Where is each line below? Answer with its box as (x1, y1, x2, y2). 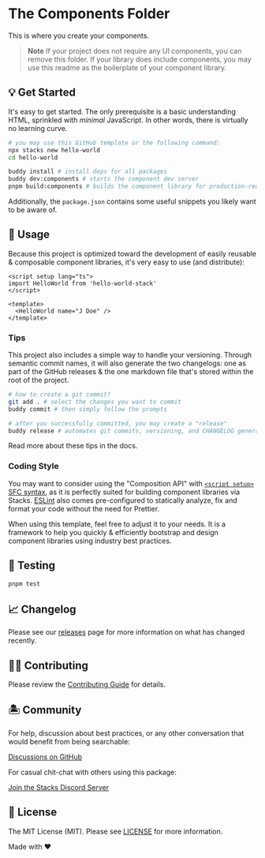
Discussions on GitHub (8, 751, 83, 762)
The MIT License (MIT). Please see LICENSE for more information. (8, 826, 223, 836)
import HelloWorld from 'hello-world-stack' (8, 279, 157, 287)
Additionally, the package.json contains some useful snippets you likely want (8, 197, 256, 206)
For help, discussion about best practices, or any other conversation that (8, 728, 244, 738)
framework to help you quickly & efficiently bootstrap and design (8, 527, 219, 537)
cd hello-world (8, 153, 58, 162)
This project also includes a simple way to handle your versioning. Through (8, 350, 252, 360)
